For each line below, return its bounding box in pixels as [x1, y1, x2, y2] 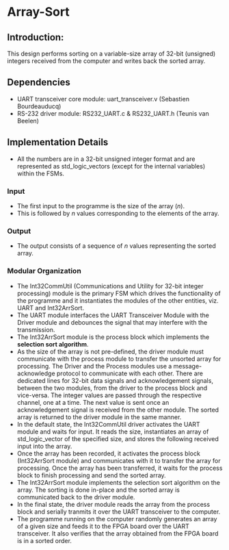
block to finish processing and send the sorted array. [16, 471, 166, 479]
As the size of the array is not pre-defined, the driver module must [16, 347, 204, 355]
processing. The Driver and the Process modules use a [16, 362, 172, 370]
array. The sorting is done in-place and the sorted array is [16, 486, 180, 494]
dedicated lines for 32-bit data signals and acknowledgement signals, [16, 376, 214, 384]
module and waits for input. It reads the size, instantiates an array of [16, 427, 209, 436]
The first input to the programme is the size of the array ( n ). [16, 201, 185, 210]
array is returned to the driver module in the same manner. [16, 412, 182, 421]
